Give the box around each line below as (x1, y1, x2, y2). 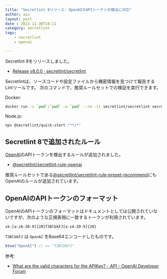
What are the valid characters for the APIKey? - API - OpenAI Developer (12, 263, 159, 269)
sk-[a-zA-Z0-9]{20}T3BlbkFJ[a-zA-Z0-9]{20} (5, 224, 97, 229)
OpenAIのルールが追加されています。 (5, 178, 81, 184)
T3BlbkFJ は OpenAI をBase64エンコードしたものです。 (5, 234, 116, 240)
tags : (5, 30, 16, 35)
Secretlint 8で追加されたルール (5, 138, 101, 146)
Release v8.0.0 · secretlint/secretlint (12, 68, 86, 74)
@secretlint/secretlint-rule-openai (12, 162, 82, 168)
